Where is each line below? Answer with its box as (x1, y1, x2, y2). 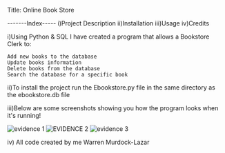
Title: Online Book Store (7, 6, 75, 14)
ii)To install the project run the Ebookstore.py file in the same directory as (7, 83, 215, 92)
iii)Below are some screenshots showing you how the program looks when (7, 104, 219, 112)
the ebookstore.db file (7, 91, 70, 99)
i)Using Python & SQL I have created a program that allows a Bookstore (7, 32, 210, 41)
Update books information (7, 59, 81, 66)
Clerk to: (7, 40, 32, 48)
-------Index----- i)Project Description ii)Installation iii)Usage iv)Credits (7, 19, 209, 27)
